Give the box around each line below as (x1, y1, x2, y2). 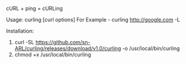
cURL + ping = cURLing (6, 5, 63, 12)
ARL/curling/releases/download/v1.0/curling (14, 45, 121, 52)
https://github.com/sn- (35, 39, 91, 45)
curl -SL (14, 39, 35, 45)
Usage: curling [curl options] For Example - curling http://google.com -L (6, 16, 180, 23)
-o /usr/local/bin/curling (122, 45, 180, 52)
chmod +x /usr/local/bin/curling (14, 51, 92, 58)
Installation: (6, 27, 34, 34)
